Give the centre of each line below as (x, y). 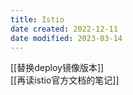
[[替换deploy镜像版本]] (57, 68)
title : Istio (37, 19)
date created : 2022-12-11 (64, 29)
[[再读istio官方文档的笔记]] (65, 80)
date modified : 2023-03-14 (66, 38)
